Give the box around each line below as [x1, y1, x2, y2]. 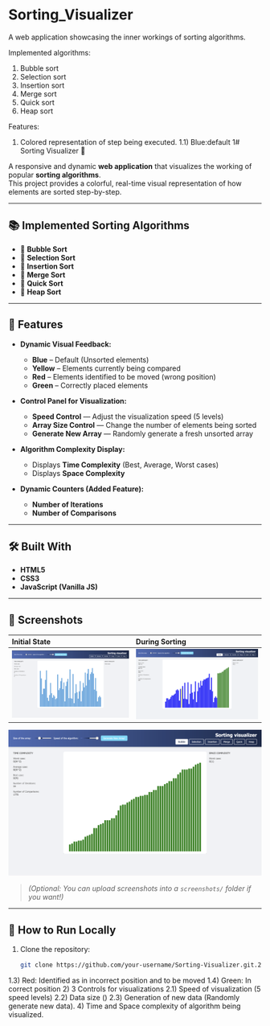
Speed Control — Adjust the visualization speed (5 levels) [31, 412, 224, 421]
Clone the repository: [19, 945, 91, 954]
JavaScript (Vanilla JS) [19, 582, 98, 592]
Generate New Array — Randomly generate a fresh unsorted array [31, 429, 254, 438]
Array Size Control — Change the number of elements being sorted [31, 420, 257, 429]
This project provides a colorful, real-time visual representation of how [8, 179, 243, 188]
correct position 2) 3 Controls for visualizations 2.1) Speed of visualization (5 [8, 983, 261, 994]
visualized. [8, 1009, 44, 1019]
